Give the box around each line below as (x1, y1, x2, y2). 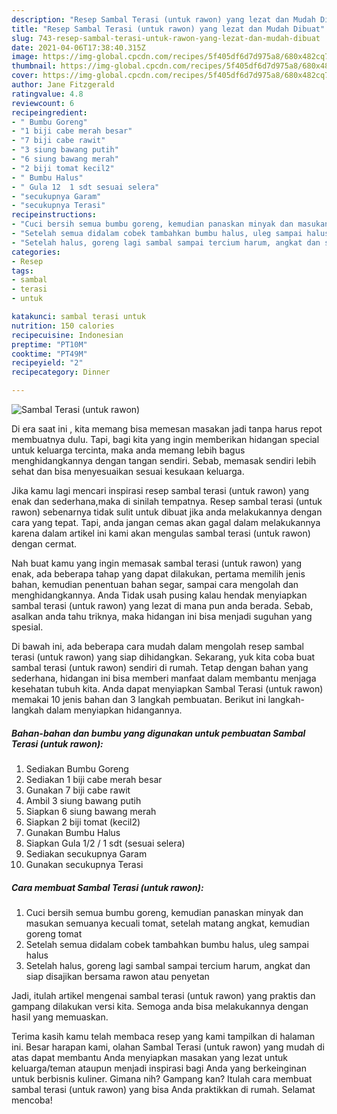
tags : (11, 266, 34, 276)
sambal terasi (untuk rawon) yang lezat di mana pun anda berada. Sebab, (11, 600, 314, 611)
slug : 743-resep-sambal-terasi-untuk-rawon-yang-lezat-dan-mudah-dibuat (11, 33, 321, 43)
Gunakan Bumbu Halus (25, 826, 121, 838)
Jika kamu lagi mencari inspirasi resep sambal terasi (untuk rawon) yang (11, 485, 310, 496)
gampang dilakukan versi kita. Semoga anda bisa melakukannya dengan (11, 1000, 309, 1012)
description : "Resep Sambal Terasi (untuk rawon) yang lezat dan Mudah (11, 14, 316, 25)
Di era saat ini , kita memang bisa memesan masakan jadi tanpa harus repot (11, 423, 323, 435)
